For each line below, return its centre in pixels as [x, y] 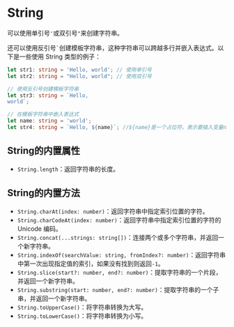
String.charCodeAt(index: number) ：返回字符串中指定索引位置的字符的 [119, 220]
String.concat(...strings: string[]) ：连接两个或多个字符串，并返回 [118, 237]
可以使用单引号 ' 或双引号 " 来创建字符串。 [65, 33]
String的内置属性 [44, 151]
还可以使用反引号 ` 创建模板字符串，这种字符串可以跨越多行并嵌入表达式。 [112, 47]
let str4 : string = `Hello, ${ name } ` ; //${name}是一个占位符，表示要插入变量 [115, 128]
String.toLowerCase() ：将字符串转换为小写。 [82, 316]
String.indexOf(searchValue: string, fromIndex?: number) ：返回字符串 [122, 254]
